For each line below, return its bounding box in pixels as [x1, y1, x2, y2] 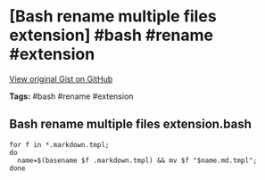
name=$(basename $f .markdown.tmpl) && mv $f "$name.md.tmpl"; [17, 156, 257, 165]
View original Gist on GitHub [9, 73, 113, 84]
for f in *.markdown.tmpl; [9, 140, 110, 149]
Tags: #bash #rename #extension [9, 91, 134, 102]
